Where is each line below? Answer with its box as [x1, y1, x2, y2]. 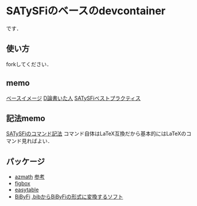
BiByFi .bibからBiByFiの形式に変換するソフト [14, 193, 123, 200]
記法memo [6, 113, 45, 123]
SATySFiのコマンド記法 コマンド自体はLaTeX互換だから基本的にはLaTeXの [6, 130, 187, 138]
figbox [14, 180, 31, 187]
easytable [14, 186, 40, 194]
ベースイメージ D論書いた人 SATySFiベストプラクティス [6, 94, 141, 102]
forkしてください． [6, 60, 52, 67]
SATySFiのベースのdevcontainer [6, 4, 166, 18]
